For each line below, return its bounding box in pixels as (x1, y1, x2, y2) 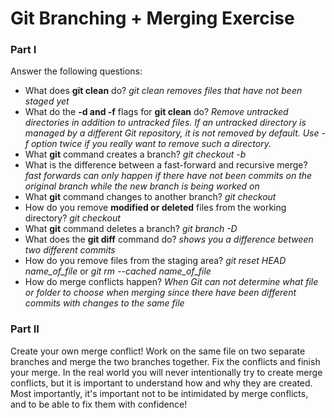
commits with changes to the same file (24, 297, 185, 309)
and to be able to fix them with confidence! (10, 398, 188, 410)
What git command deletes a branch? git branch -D (24, 223, 238, 235)
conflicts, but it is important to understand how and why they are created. (10, 377, 313, 389)
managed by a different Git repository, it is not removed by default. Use (24, 127, 320, 139)
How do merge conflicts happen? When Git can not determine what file (24, 276, 319, 288)
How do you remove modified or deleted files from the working (24, 202, 287, 214)
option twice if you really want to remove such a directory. (30, 138, 272, 150)
